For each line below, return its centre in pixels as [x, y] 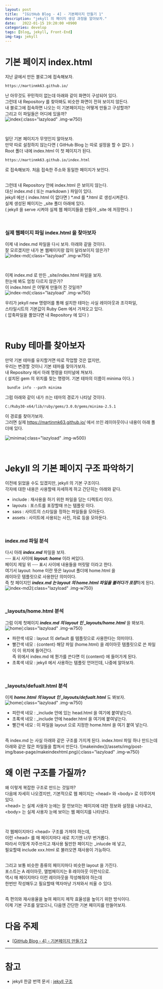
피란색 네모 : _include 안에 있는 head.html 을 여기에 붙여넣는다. [72, 712]
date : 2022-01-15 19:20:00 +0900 [41, 23]
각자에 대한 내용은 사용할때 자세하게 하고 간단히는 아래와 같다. [63, 489]
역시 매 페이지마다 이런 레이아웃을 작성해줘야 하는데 [54, 877]
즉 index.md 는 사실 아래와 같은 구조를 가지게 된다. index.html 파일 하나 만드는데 [81, 740]
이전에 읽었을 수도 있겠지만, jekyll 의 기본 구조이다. [53, 483]
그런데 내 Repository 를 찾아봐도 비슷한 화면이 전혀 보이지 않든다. [67, 101]
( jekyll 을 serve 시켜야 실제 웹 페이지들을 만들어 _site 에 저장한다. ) [69, 209]
